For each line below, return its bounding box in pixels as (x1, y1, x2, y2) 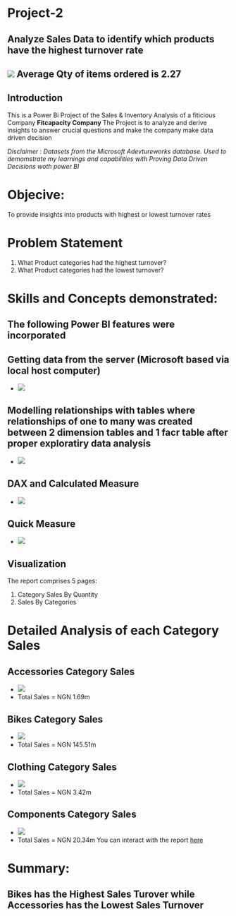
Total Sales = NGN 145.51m (17, 740, 97, 749)
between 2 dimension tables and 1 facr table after (7, 427, 229, 439)
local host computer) (7, 364, 101, 376)
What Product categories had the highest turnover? (17, 258, 167, 266)
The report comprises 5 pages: (7, 577, 97, 585)
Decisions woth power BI (7, 162, 80, 170)
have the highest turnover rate (7, 44, 144, 56)
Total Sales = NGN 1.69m (17, 693, 90, 701)
